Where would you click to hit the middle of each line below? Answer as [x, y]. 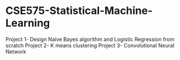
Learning [28, 23]
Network [16, 51]
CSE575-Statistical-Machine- [79, 11]
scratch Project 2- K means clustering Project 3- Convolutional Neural [90, 45]
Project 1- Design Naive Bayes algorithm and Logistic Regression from [90, 39]
